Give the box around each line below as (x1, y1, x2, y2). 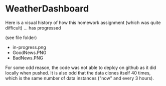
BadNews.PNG (12, 54, 44, 60)
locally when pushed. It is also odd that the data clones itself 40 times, (5, 69, 151, 75)
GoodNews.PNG (12, 49, 47, 55)
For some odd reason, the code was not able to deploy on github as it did (5, 64, 156, 70)
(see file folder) (5, 34, 37, 40)
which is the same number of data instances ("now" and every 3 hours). (5, 75, 154, 81)
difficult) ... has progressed (5, 24, 61, 30)
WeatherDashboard (5, 3, 89, 14)
